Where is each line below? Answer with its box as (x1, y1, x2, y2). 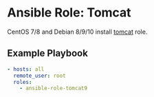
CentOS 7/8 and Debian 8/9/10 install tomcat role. (7, 28, 148, 36)
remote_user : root (13, 72, 67, 79)
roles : (13, 78, 32, 85)
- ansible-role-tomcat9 (19, 85, 88, 92)
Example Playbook (7, 47, 88, 59)
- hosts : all (7, 65, 45, 73)
